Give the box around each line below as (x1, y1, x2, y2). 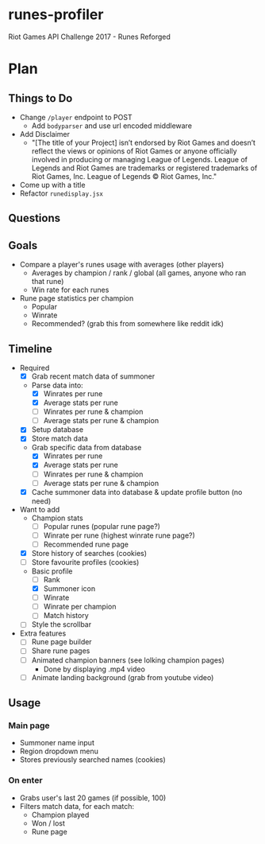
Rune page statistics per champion (19, 294, 134, 303)
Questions (8, 212, 61, 225)
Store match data (31, 434, 89, 443)
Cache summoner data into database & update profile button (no (31, 487, 243, 496)
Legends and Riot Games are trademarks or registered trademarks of (31, 163, 258, 173)
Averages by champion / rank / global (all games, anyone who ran (31, 268, 247, 278)
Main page (8, 720, 50, 731)
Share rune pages (31, 646, 90, 655)
